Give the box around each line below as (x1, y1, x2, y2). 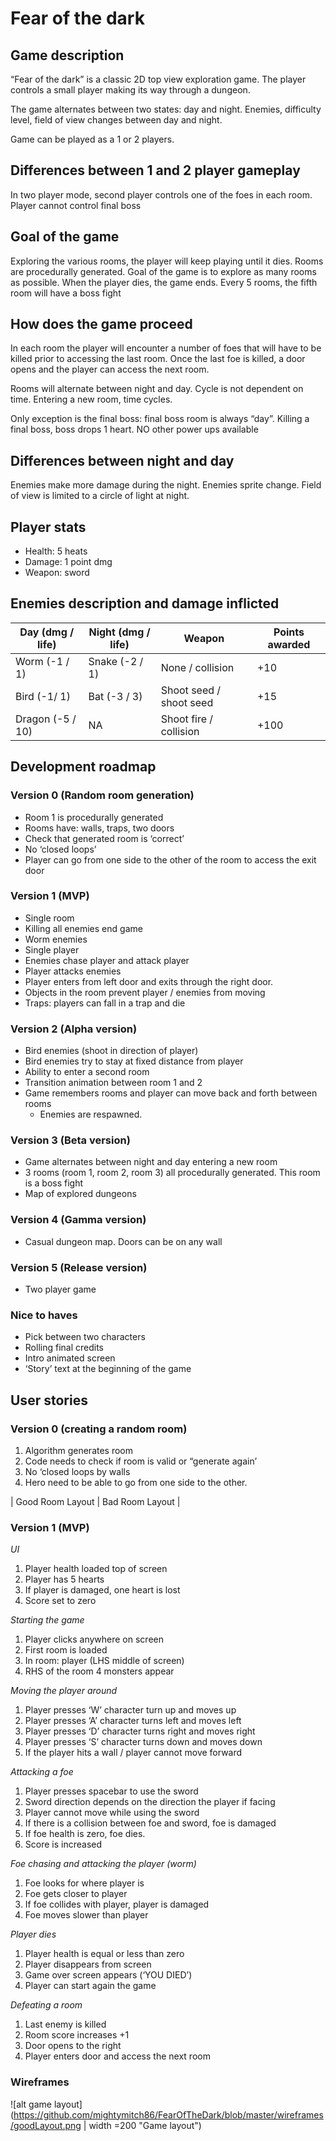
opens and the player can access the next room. (10, 363, 210, 376)
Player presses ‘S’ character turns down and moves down (24, 1736, 263, 1748)
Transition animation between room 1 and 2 (24, 1077, 203, 1089)
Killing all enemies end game (24, 922, 143, 934)
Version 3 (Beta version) (10, 1133, 131, 1147)
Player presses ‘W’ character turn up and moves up (24, 1704, 237, 1716)
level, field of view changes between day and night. (10, 114, 223, 126)
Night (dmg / (88, 625, 151, 639)
